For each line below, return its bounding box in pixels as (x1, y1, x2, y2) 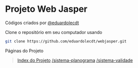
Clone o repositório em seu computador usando (5, 29, 103, 35)
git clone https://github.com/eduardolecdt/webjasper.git (5, 38, 127, 44)
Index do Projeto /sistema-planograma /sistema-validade (17, 57, 133, 63)
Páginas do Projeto (5, 48, 43, 54)
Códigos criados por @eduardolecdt (5, 20, 79, 26)
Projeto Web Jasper (5, 3, 88, 15)
